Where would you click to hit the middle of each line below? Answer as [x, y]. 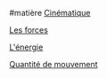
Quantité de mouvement [53, 64]
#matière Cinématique [50, 13]
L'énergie [26, 47]
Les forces [29, 30]
